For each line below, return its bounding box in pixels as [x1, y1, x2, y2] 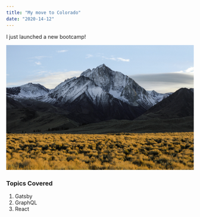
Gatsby [14, 193, 33, 200]
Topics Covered [6, 179, 53, 188]
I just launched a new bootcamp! [6, 33, 86, 40]
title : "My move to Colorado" [6, 10, 82, 15]
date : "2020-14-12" [6, 15, 55, 22]
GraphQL [14, 199, 37, 206]
